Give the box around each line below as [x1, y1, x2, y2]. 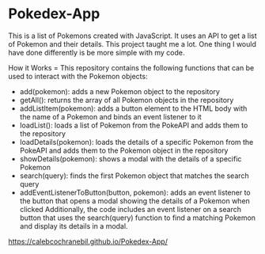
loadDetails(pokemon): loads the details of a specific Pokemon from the [19, 137, 254, 146]
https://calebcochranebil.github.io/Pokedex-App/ [8, 237, 168, 246]
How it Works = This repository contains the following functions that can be [8, 63, 255, 72]
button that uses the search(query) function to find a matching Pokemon [19, 213, 256, 222]
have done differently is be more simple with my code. [8, 47, 185, 57]
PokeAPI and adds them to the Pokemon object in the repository [19, 146, 229, 155]
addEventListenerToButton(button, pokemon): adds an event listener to [19, 188, 251, 197]
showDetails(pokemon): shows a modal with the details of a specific [19, 154, 242, 163]
